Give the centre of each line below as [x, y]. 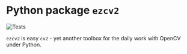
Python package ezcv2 [63, 10]
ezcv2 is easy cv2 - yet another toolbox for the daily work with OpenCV [93, 38]
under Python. [24, 45]
